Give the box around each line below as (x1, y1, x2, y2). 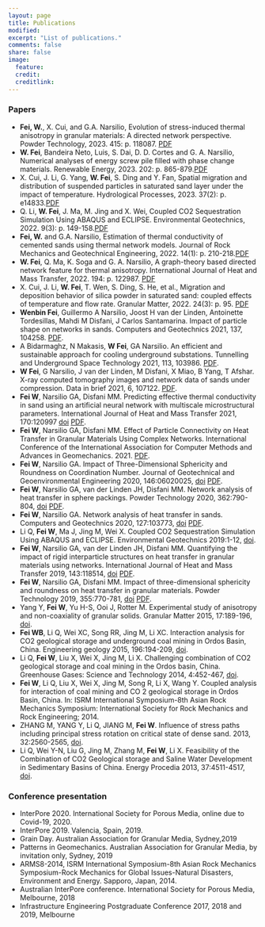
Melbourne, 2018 (19, 893, 75, 902)
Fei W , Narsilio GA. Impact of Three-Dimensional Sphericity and (19, 459, 228, 469)
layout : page (8, 11, 51, 20)
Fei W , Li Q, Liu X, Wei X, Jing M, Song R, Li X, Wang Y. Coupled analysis (19, 678, 257, 688)
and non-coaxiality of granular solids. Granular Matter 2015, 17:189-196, (19, 611, 253, 620)
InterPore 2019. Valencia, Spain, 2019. (19, 825, 144, 835)
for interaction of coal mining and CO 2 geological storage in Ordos (19, 687, 239, 696)
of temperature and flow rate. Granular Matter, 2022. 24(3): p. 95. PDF (19, 299, 249, 308)
